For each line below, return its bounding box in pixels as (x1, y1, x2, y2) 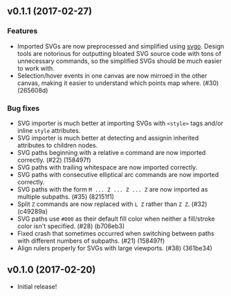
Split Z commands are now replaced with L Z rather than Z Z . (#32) (17, 200, 207, 208)
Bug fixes (7, 103, 40, 113)
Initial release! (17, 282, 57, 290)
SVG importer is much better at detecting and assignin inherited (17, 133, 199, 142)
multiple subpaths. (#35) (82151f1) (17, 192, 114, 201)
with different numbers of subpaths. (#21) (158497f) (17, 237, 165, 245)
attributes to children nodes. (17, 141, 98, 149)
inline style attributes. (17, 126, 81, 134)
